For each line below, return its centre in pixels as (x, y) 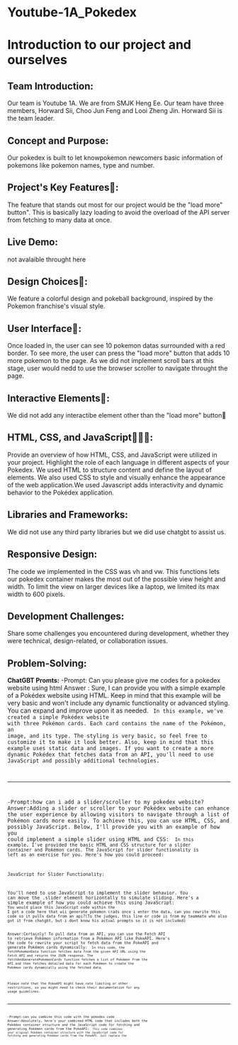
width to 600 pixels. (36, 594)
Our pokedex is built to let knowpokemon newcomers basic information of (115, 158)
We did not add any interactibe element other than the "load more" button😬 (117, 416)
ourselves (37, 60)
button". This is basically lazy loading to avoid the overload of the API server (119, 212)
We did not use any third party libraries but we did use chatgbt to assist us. (117, 532)
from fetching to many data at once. (59, 220)
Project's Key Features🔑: (63, 188)
